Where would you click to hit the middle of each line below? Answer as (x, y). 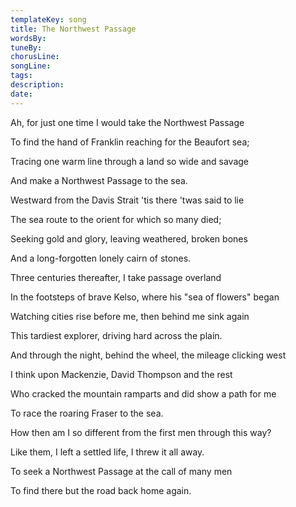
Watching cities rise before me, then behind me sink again (130, 316)
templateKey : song (48, 19)
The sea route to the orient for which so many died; (116, 219)
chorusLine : (35, 57)
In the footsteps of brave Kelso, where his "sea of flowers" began (145, 297)
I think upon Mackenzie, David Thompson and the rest (121, 374)
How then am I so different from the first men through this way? (141, 432)
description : (37, 85)
